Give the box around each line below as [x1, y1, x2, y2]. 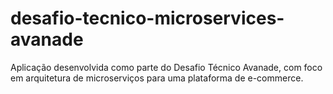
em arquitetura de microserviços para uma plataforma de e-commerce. [10, 72, 304, 84]
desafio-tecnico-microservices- [10, 7, 285, 30]
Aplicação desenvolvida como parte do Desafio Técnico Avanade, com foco [10, 61, 323, 73]
